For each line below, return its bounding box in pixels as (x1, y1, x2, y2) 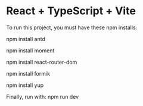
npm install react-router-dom (6, 58, 77, 66)
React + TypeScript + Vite (6, 4, 136, 18)
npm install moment (6, 46, 55, 54)
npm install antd (6, 35, 46, 42)
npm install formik (6, 70, 51, 77)
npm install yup (6, 82, 44, 89)
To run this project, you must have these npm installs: (6, 24, 138, 31)
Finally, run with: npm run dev (6, 93, 79, 100)
